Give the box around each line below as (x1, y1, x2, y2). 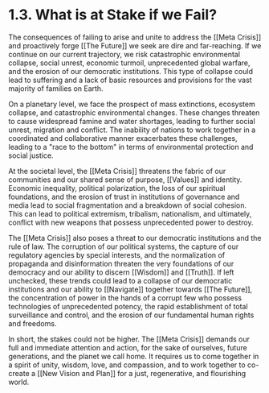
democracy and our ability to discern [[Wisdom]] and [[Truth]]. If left (8, 267, 234, 277)
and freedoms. (8, 318, 57, 328)
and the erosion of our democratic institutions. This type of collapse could (8, 66, 253, 76)
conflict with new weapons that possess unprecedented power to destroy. (8, 217, 254, 227)
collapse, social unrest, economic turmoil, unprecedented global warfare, (8, 58, 251, 68)
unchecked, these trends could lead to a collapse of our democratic (8, 275, 233, 285)
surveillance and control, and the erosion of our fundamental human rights (8, 310, 255, 320)
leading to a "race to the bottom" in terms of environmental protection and (8, 142, 254, 151)
